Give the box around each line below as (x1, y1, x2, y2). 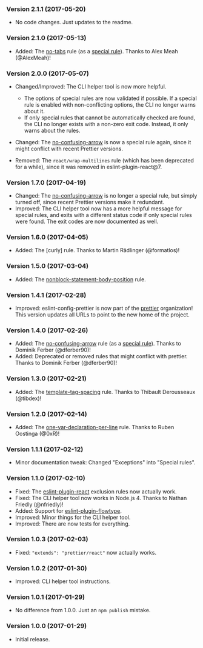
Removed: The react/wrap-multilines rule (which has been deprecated (15, 156, 194, 164)
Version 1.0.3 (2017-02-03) (6, 535, 88, 544)
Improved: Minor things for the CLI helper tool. (15, 513, 131, 521)
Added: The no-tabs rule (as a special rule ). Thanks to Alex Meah (15, 47, 178, 55)
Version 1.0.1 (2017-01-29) (6, 593, 85, 601)
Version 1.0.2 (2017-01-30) (6, 564, 87, 572)
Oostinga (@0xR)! (15, 430, 60, 437)
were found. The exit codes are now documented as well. (15, 218, 159, 225)
